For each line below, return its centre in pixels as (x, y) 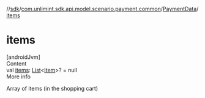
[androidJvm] (24, 57)
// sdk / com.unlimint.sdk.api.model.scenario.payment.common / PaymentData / (102, 9)
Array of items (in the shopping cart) (52, 88)
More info (19, 77)
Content (17, 63)
